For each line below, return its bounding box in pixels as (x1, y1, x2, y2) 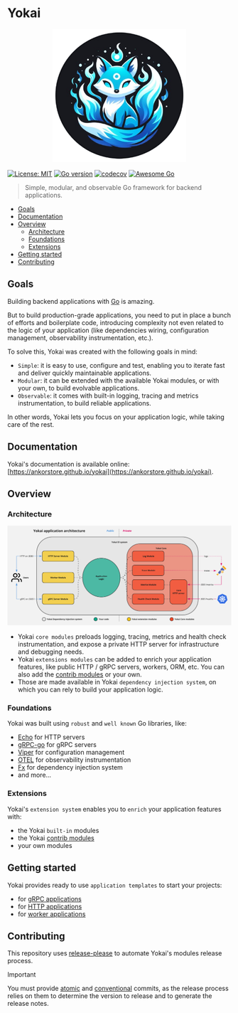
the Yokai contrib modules (17, 834, 94, 842)
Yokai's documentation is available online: (7, 460, 130, 468)
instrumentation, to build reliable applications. (17, 398, 151, 407)
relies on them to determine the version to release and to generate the (7, 992, 212, 1000)
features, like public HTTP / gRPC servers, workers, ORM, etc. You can (17, 663, 225, 672)
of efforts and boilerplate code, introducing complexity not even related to (7, 318, 224, 327)
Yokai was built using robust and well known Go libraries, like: (7, 719, 187, 728)
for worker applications (17, 909, 86, 918)
